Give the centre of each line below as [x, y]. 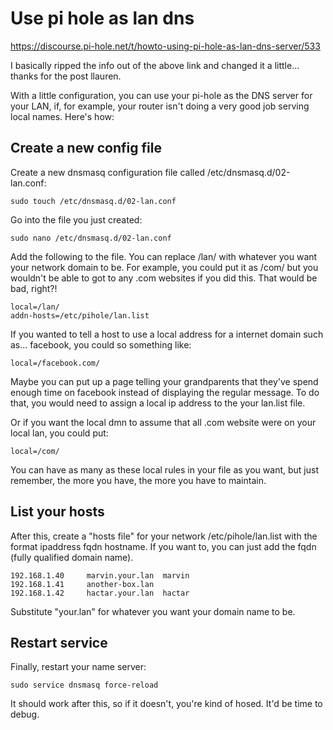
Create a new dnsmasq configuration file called [107, 172]
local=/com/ [35, 451]
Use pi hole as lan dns [102, 18]
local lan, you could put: [59, 433]
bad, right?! [34, 288]
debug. [25, 714]
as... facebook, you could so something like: [101, 344]
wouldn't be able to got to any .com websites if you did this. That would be [164, 278]
